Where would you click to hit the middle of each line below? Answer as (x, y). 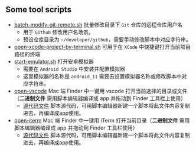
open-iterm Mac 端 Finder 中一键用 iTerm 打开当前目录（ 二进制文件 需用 (102, 120)
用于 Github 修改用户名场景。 (58, 32)
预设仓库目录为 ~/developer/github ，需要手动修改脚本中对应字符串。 (107, 39)
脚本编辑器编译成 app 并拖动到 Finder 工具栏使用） (76, 128)
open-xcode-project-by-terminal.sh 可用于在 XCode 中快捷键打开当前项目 (102, 47)
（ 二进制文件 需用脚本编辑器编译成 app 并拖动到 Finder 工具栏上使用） (100, 98)
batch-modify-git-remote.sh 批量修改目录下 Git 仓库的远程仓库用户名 (98, 24)
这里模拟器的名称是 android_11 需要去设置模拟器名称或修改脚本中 (102, 76)
